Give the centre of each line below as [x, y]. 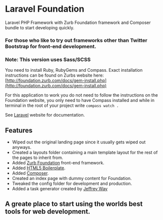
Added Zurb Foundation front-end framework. [58, 162]
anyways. [22, 147]
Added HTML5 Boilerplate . [39, 168]
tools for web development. [48, 211]
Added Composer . [30, 173]
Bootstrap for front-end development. [51, 46]
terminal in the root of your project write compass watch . [62, 105]
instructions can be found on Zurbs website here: [54, 75]
